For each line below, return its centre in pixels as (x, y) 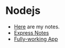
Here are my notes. (37, 27)
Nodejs (23, 11)
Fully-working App (36, 39)
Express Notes (31, 32)
